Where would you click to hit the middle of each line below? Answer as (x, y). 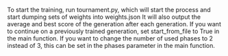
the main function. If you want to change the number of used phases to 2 (110, 38)
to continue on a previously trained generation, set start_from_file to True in (113, 31)
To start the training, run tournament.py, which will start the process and (109, 10)
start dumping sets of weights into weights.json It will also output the (104, 17)
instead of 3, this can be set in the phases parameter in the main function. (111, 46)
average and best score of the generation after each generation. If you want (114, 24)
